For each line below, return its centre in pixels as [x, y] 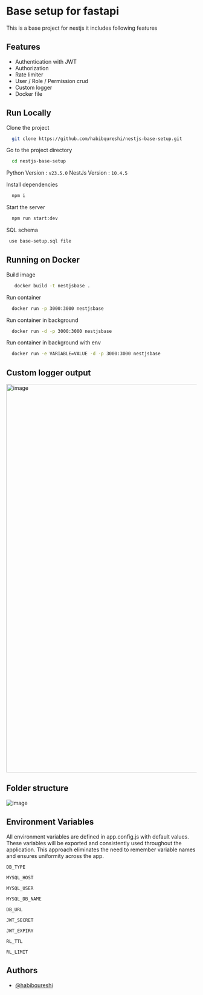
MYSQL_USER [20, 888]
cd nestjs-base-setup [39, 161]
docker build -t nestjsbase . [52, 286]
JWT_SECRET [20, 920]
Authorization [32, 68]
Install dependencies [32, 185]
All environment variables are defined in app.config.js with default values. [98, 836]
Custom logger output [49, 373]
